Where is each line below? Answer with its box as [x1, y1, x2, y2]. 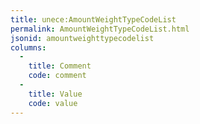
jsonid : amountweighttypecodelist [10, 33, 155, 43]
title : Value [28, 89, 83, 99]
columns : [10, 42, 47, 53]
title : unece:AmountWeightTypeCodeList [10, 14, 177, 25]
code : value [28, 98, 78, 108]
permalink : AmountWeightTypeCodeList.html [10, 24, 190, 34]
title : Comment [28, 61, 92, 71]
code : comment [28, 71, 87, 81]
